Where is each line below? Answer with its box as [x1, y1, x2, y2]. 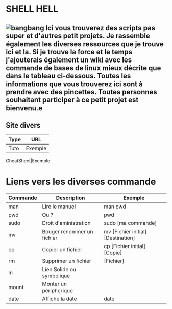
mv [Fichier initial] [104, 228, 147, 235]
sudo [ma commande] [104, 220, 157, 227]
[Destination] [104, 234, 135, 241]
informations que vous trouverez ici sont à [6, 79, 143, 88]
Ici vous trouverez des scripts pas [45, 24, 156, 32]
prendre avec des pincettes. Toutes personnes [6, 88, 157, 96]
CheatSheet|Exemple [6, 158, 51, 164]
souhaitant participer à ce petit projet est [6, 95, 139, 104]
